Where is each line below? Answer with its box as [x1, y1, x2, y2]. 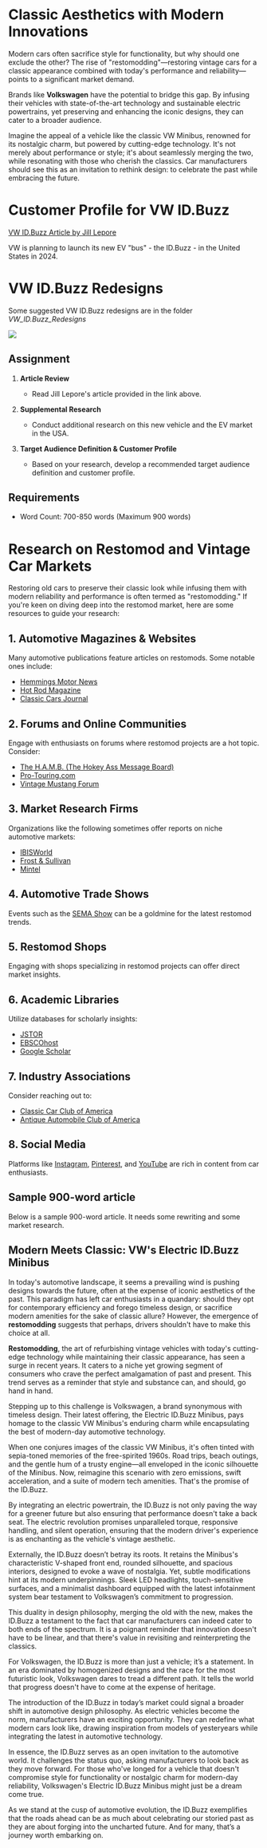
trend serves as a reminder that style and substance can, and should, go [8, 1377, 246, 1387]
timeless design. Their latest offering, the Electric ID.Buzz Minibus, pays [8, 1410, 245, 1420]
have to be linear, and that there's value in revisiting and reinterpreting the [8, 1633, 251, 1642]
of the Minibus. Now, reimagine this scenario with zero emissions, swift [8, 1467, 241, 1477]
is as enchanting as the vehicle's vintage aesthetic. [8, 1534, 176, 1543]
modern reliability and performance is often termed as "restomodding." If [8, 592, 248, 602]
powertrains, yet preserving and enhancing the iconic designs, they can [8, 106, 245, 116]
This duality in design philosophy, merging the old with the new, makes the [8, 1607, 253, 1617]
